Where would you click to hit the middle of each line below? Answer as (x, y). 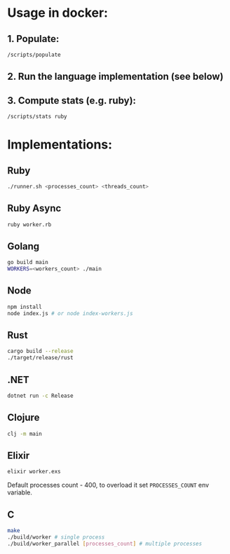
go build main (28, 263)
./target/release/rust (40, 358)
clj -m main (25, 434)
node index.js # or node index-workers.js (70, 313)
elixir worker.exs (34, 472)
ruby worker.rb (29, 224)
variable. (20, 492)
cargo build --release (40, 352)
